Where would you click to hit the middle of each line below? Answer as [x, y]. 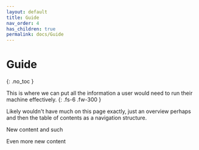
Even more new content [36, 141]
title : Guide [23, 18]
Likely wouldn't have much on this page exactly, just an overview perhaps [99, 111]
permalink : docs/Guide [35, 35]
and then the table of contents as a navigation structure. [77, 118]
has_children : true [31, 29]
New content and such [35, 130]
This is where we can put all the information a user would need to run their [100, 93]
